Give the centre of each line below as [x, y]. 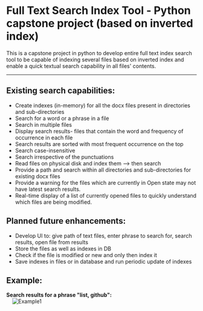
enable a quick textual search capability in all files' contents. [81, 66]
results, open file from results [52, 242]
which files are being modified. [53, 202]
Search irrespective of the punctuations [64, 157]
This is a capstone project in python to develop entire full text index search [99, 53]
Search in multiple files [43, 124]
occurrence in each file [44, 138]
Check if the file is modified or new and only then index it [86, 255]
